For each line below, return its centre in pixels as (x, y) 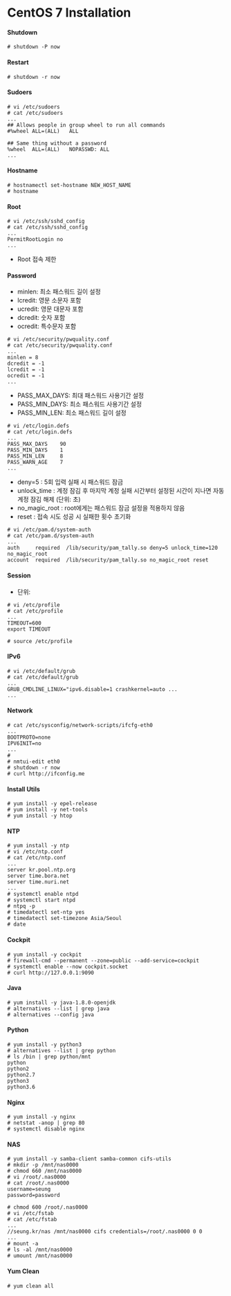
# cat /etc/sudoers (35, 113)
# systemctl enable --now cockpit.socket (68, 966)
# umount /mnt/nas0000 (40, 1256)
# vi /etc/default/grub (41, 671)
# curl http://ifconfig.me (46, 774)
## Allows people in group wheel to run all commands (86, 125)
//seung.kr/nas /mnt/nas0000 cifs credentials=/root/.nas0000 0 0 (105, 1232)
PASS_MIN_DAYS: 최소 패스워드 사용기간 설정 (80, 404)
